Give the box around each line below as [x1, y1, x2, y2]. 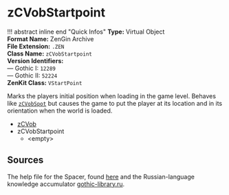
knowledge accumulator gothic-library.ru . [7, 180, 125, 188]
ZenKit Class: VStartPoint [7, 78, 83, 87]
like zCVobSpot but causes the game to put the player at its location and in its [7, 99, 222, 107]
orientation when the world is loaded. [7, 106, 113, 115]
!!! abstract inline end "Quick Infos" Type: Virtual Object [7, 27, 165, 36]
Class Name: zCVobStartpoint [7, 49, 93, 58]
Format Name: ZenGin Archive [7, 34, 94, 43]
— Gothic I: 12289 [7, 64, 56, 72]
